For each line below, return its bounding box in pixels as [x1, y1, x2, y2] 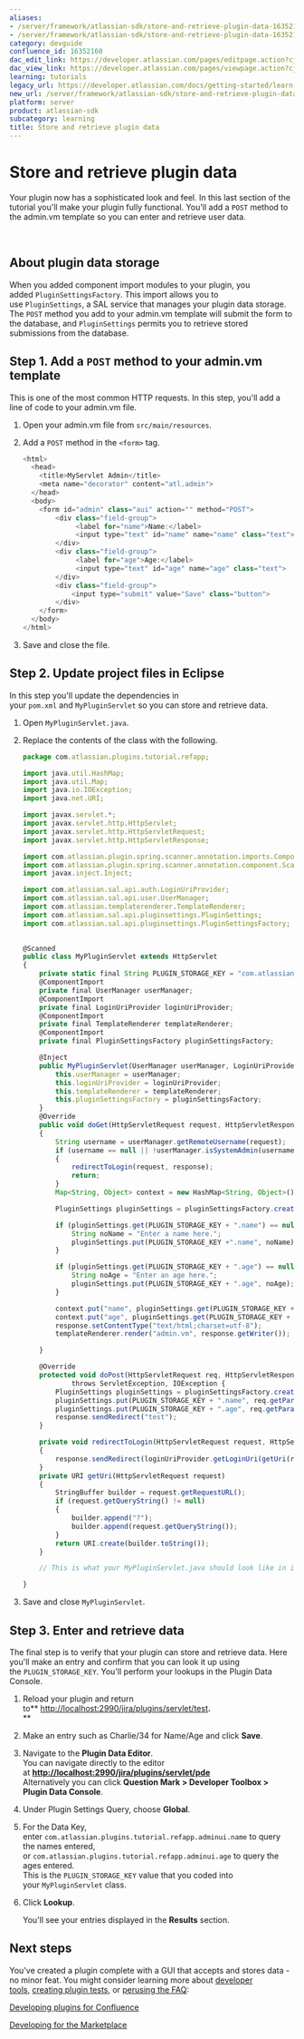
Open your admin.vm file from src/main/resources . [22, 419, 213, 430]
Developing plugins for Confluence [9, 2002, 139, 2013]
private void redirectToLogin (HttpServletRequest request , [39, 1437, 267, 1447]
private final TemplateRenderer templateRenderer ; [39, 1020, 234, 1029]
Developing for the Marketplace [9, 2019, 128, 2030]
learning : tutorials [9, 73, 88, 82]
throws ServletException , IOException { [71, 1378, 226, 1388]
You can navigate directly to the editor [22, 1757, 166, 1768]
